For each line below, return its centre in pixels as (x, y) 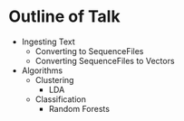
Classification (61, 99)
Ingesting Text (48, 42)
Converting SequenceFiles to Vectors (105, 60)
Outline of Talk (64, 17)
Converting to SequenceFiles (89, 51)
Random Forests (79, 108)
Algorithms (42, 70)
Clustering (54, 79)
